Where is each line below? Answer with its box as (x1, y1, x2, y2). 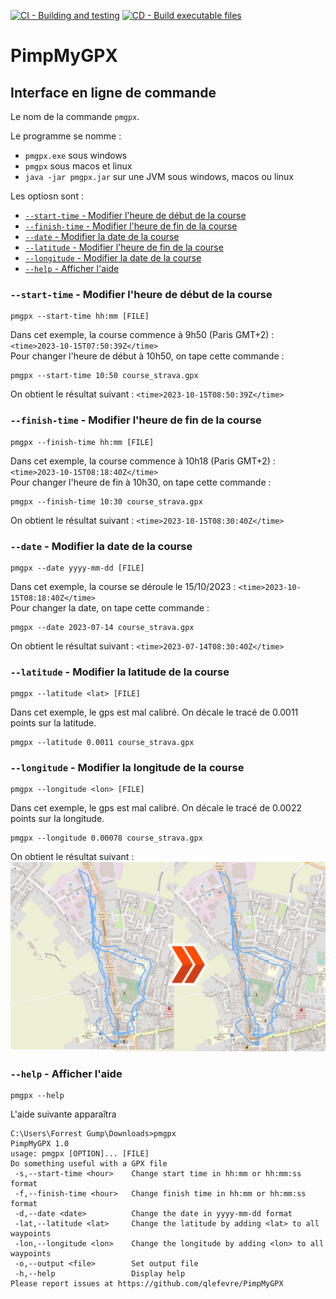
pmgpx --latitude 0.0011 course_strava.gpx (10, 738, 195, 748)
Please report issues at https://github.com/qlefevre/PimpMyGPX (10, 1278, 284, 1289)
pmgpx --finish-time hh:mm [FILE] (10, 437, 155, 447)
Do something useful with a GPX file (10, 1158, 168, 1169)
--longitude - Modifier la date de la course (24, 252, 202, 264)
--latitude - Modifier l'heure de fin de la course (24, 241, 224, 253)
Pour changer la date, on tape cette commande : (10, 601, 210, 614)
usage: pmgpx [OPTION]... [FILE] (10, 1148, 150, 1159)
